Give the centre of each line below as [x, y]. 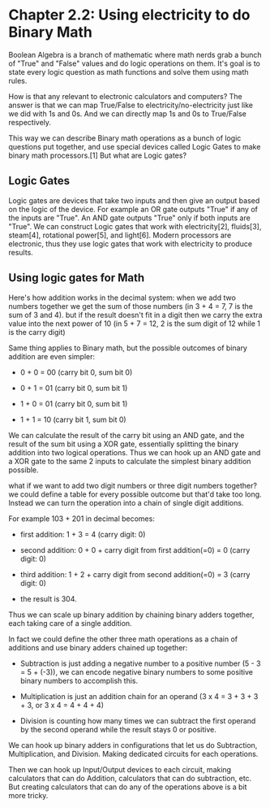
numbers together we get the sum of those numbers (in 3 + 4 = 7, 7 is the [131, 306]
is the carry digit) [37, 332]
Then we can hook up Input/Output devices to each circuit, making [120, 769]
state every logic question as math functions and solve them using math [129, 72]
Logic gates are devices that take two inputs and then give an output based [134, 200]
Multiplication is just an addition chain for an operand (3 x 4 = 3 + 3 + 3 [139, 696]
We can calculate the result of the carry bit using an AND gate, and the [126, 435]
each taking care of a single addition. [70, 623]
